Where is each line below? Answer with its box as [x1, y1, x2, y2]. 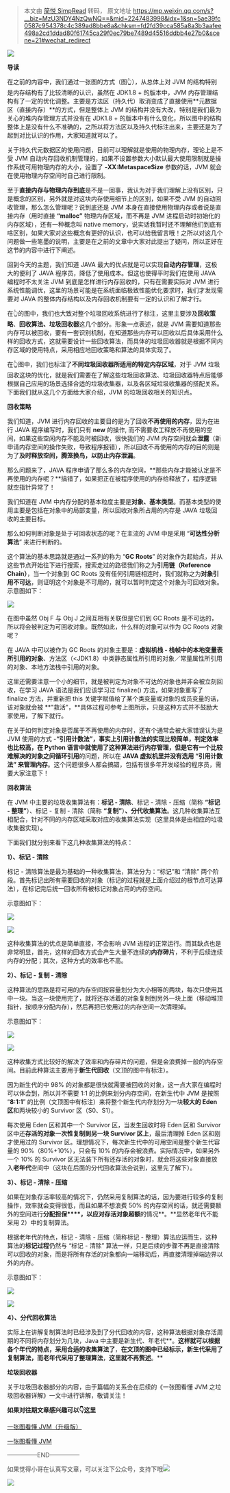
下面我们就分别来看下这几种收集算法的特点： [7, 838, 133, 846]
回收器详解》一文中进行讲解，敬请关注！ [12, 1392, 127, 1399]
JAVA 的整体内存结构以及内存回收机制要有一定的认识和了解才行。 [20, 294, 205, 303]
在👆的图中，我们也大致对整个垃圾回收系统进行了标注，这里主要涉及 [7, 310, 199, 317]
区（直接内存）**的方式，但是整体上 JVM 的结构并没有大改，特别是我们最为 [7, 105, 222, 114]
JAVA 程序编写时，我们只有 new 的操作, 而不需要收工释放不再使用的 [14, 426, 207, 434]
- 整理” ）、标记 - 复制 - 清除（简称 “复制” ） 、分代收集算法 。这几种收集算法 [7, 807, 215, 814]
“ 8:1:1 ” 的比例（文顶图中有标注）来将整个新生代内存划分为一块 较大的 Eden [7, 1098, 218, 1105]
